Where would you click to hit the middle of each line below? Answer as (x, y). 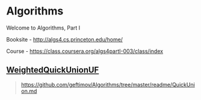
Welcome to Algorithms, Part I (43, 28)
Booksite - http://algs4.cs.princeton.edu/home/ (65, 39)
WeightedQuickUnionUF (53, 70)
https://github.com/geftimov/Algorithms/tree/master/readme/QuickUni (108, 84)
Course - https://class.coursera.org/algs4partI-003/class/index (85, 51)
